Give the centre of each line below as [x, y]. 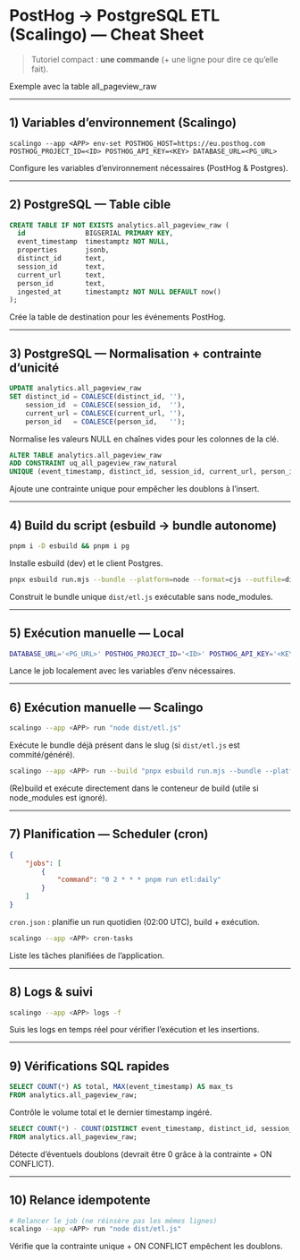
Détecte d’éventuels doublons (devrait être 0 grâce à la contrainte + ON [141, 1154]
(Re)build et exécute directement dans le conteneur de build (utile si [134, 788]
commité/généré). [42, 755]
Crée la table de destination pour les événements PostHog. [117, 317]
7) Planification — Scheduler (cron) [109, 834]
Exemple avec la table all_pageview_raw [83, 86]
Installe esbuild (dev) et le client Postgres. [86, 563]
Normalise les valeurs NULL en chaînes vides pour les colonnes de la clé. [144, 439]
